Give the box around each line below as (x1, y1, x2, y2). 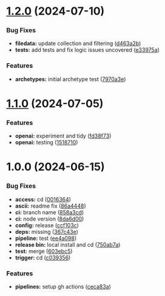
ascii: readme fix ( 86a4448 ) (15, 202, 86, 210)
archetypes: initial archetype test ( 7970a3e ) (15, 75, 126, 83)
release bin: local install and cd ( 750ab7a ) (15, 241, 121, 248)
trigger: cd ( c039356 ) (15, 254, 71, 261)
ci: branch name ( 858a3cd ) (15, 208, 84, 216)
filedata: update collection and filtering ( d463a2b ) (15, 40, 141, 47)
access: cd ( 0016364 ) (15, 196, 72, 203)
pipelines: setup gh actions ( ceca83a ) (15, 283, 111, 291)
